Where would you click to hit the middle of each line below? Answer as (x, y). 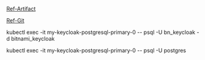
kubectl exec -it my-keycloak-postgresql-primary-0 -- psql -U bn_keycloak (101, 32)
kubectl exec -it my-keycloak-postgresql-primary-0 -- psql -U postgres (96, 50)
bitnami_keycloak (33, 38)
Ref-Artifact (21, 9)
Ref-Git (15, 20)
